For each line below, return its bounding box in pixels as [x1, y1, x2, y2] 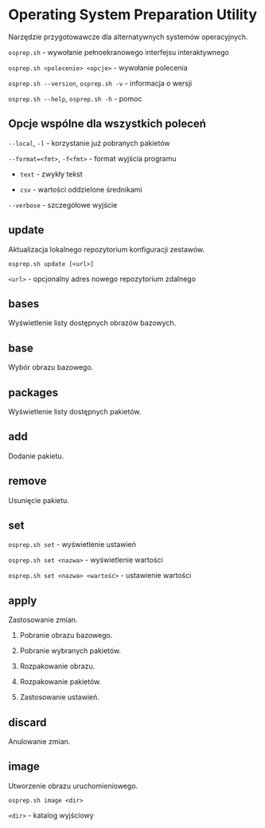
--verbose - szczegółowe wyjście [8, 200, 118, 209]
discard [8, 715, 47, 729]
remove [8, 474, 47, 488]
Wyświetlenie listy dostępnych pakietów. [8, 407, 142, 416]
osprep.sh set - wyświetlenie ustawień [8, 540, 137, 549]
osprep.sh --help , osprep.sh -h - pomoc [8, 93, 142, 103]
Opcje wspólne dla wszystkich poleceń [8, 117, 207, 131]
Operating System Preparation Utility [8, 6, 257, 24]
